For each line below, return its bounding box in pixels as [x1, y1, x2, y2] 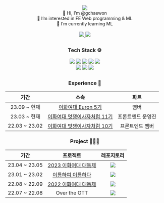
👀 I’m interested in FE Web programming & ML [37, 15, 133, 21]
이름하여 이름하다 [52, 171, 92, 178]
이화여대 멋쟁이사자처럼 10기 [47, 123, 113, 130]
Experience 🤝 [68, 79, 102, 87]
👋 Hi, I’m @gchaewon [62, 10, 107, 16]
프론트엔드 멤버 [120, 123, 154, 130]
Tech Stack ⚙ [68, 47, 102, 54]
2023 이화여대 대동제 [47, 161, 96, 169]
